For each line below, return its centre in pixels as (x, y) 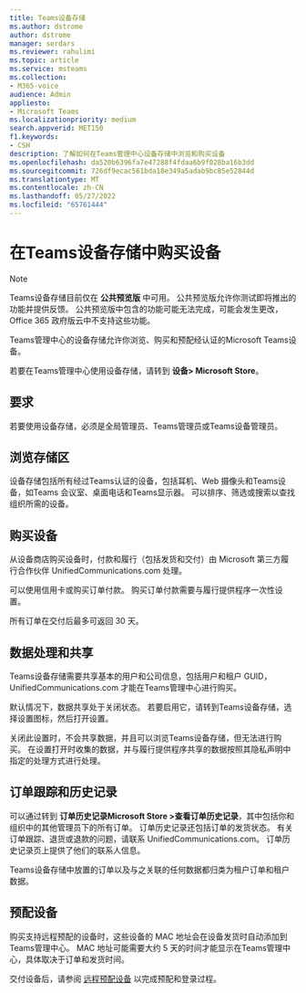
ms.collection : (38, 78)
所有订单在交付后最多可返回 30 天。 (76, 621)
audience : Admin (40, 94)
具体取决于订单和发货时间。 (77, 959)
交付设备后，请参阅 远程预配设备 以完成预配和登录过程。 (115, 978)
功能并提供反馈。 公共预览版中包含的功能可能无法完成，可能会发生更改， (146, 309)
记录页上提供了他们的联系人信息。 (81, 850)
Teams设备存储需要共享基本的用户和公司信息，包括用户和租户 (126, 676)
